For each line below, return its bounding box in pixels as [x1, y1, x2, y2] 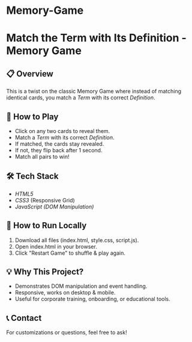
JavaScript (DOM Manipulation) [14, 203, 94, 210]
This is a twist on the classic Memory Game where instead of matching [6, 88, 182, 95]
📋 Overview [6, 69, 54, 79]
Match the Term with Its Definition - [6, 31, 187, 45]
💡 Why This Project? [6, 267, 84, 277]
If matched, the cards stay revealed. [14, 140, 104, 148]
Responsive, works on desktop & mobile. [14, 289, 116, 296]
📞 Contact [6, 312, 42, 323]
